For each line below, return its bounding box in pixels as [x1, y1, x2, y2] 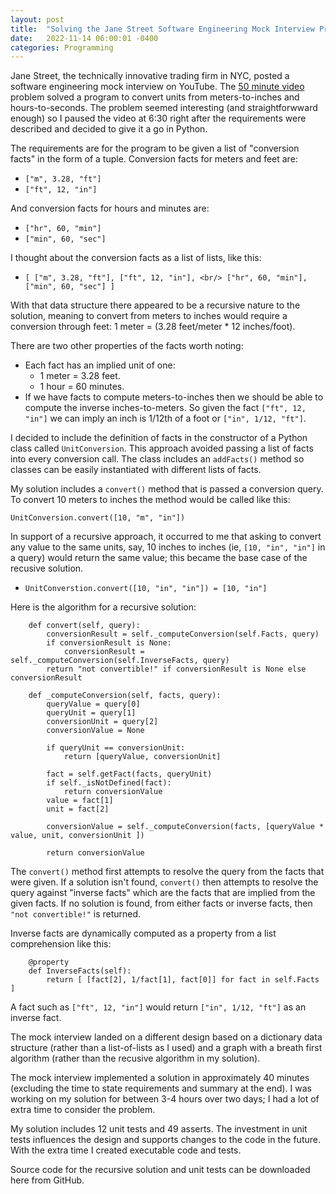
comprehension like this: [10, 938, 112, 950]
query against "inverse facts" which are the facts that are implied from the [10, 887, 316, 899]
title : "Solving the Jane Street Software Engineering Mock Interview [10, 24, 315, 34]
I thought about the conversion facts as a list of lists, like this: [10, 252, 262, 264]
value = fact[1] [46, 796, 114, 806]
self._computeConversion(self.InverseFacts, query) [10, 656, 230, 666]
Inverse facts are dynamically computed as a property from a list [10, 927, 277, 940]
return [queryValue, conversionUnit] [63, 752, 222, 762]
